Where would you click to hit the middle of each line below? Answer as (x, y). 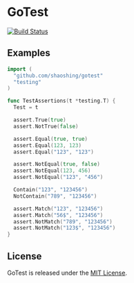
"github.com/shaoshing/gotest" (58, 76)
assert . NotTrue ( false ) (46, 126)
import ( (20, 69)
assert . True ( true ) (40, 120)
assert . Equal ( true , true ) (51, 139)
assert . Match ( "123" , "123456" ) (58, 209)
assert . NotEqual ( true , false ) (57, 164)
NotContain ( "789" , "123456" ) (55, 196)
